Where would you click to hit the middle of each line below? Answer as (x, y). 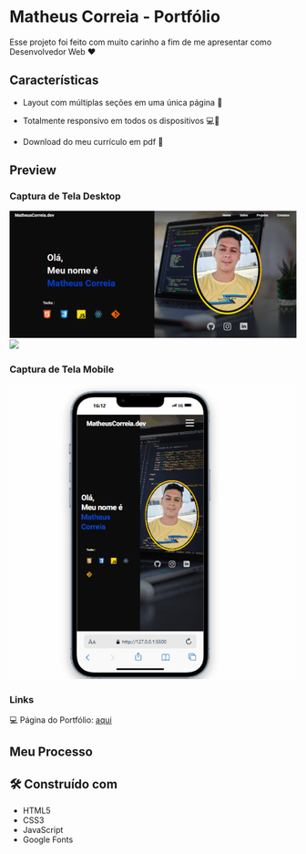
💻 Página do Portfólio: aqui (61, 720)
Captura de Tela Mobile (62, 369)
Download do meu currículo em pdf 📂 (93, 141)
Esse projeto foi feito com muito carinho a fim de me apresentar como (141, 42)
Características (54, 81)
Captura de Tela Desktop (65, 196)
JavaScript (43, 830)
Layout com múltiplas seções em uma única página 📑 (122, 102)
